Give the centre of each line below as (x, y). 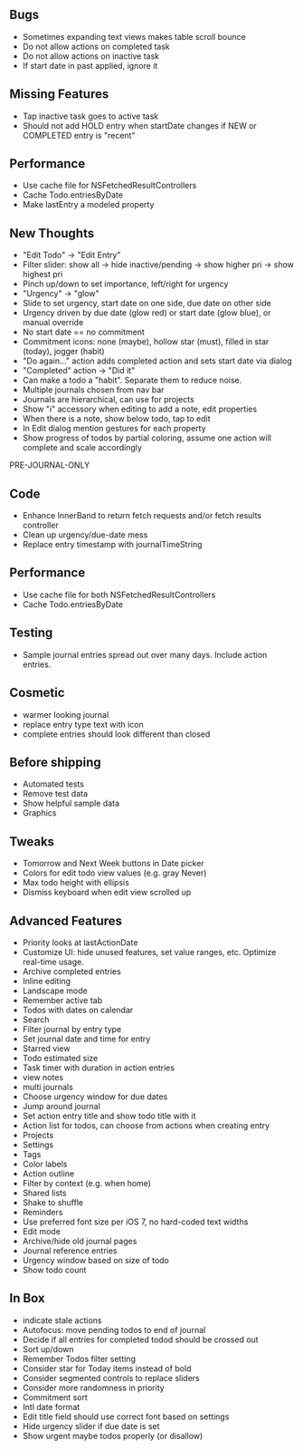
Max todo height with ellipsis (76, 883)
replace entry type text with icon (83, 724)
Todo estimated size (60, 1058)
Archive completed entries (72, 971)
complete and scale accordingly (82, 448)
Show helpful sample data (71, 803)
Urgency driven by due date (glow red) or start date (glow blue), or (147, 313)
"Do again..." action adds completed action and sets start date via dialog (157, 361)
